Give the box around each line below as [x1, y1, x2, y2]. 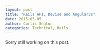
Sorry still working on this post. [5, 39, 70, 45]
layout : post [5, 7, 33, 12]
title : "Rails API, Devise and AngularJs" [5, 12, 95, 17]
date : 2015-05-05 [5, 16, 42, 21]
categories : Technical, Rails [5, 26, 69, 31]
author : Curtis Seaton [5, 21, 53, 26]
